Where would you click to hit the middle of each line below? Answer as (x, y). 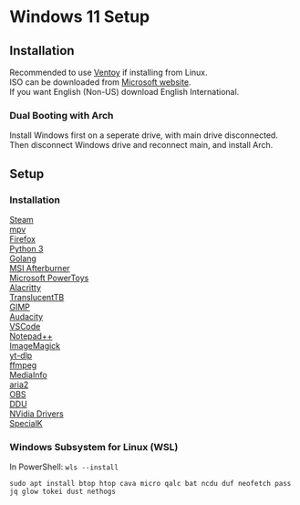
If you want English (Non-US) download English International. (124, 92)
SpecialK (26, 423)
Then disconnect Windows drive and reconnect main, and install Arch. (141, 145)
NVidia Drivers (36, 414)
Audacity (26, 316)
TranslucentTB (37, 297)
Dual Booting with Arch (62, 115)
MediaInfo (28, 374)
